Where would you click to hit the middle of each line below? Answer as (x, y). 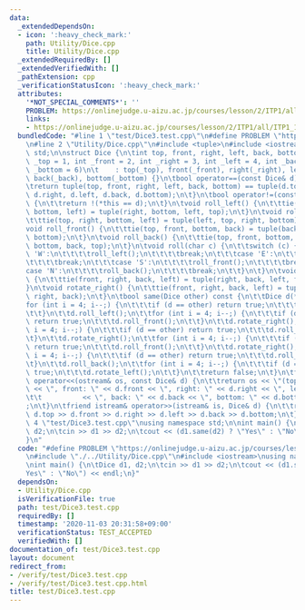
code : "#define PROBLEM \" (69, 448)
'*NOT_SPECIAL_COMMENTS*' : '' (83, 102)
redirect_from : (38, 566)
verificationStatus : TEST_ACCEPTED (85, 533)
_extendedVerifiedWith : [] (69, 69)
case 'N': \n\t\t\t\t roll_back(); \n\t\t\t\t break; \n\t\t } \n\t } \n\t (154, 271)
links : (38, 119)
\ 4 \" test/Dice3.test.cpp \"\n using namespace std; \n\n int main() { (158, 423)
